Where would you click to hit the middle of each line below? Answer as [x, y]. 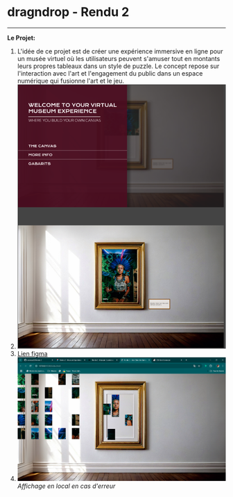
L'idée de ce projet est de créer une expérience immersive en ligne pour [120, 51]
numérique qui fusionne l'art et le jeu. [71, 81]
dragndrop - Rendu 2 [68, 12]
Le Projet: [21, 37]
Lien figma [32, 354]
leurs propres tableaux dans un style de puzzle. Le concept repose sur [118, 66]
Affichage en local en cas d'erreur [66, 486]
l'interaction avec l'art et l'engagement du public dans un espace [110, 73]
